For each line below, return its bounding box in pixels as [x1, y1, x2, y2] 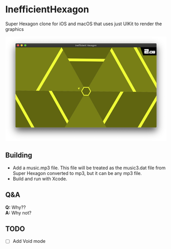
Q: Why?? [5, 204, 26, 210]
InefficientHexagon [5, 4, 90, 15]
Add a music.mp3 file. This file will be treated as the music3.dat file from [12, 165, 166, 171]
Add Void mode [12, 238, 46, 244]
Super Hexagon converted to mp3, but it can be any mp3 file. [12, 170, 142, 176]
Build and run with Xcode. [12, 175, 68, 182]
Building [5, 151, 32, 160]
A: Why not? [5, 209, 32, 216]
